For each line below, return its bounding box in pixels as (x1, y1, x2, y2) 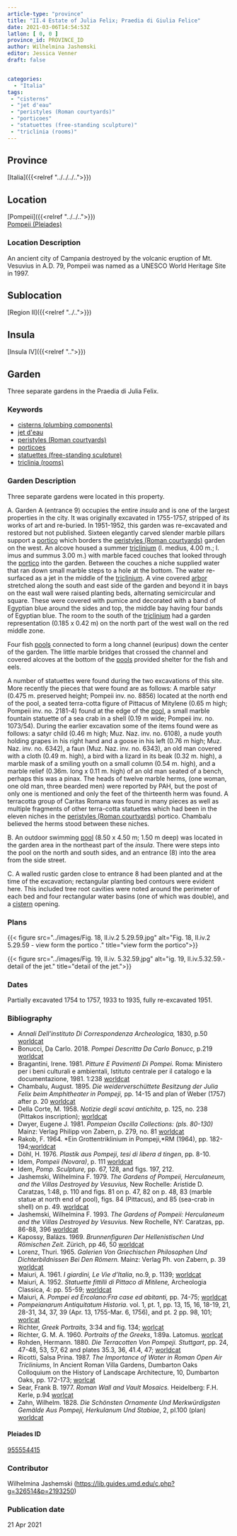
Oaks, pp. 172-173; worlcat (17, 1376, 96, 1384)
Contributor (7, 1463, 49, 1473)
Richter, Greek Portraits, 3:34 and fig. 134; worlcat (17, 1323, 164, 1332)
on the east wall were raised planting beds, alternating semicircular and (7, 589, 216, 597)
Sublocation (7, 289, 62, 301)
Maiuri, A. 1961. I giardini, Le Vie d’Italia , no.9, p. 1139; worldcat (17, 1270, 202, 1279)
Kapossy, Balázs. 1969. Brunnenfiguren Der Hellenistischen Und (17, 1233, 204, 1241)
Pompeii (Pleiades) (7, 220, 62, 229)
